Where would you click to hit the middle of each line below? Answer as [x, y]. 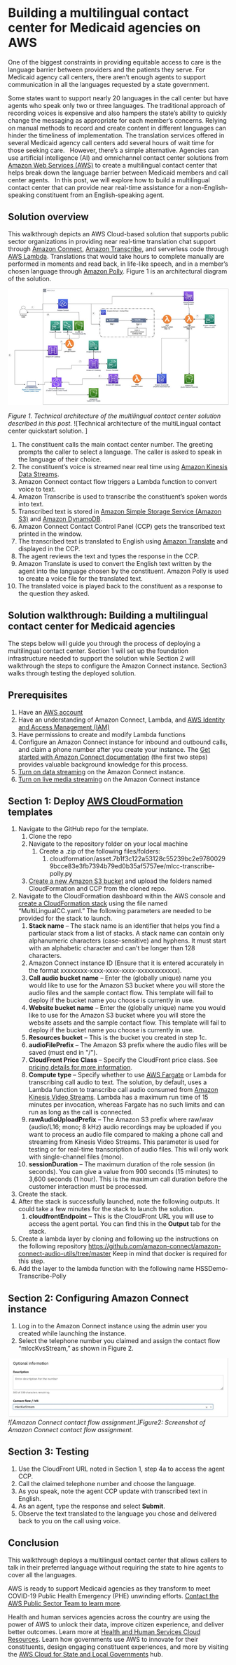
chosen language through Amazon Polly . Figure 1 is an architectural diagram [118, 271]
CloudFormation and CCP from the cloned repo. [97, 889]
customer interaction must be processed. [88, 1187]
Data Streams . [39, 474]
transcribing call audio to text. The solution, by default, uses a [118, 1082]
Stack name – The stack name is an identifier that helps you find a [124, 926]
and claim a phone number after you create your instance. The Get [114, 749]
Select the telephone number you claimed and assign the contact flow [119, 1341]
